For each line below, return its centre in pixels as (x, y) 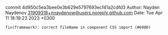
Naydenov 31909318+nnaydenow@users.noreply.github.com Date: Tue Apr (84, 13)
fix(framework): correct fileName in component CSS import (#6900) (78, 27)
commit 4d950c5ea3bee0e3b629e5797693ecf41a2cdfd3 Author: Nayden (82, 7)
